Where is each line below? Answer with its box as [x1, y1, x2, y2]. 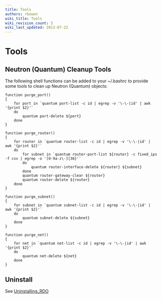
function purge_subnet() [5, 194, 55, 199]
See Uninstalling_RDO [5, 288, 49, 294]
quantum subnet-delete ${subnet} [22, 216, 90, 220]
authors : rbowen [5, 12, 38, 16]
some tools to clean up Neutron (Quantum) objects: [5, 83, 108, 89]
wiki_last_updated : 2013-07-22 [5, 25, 68, 30]
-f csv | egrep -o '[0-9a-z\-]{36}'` [5, 156, 81, 161]
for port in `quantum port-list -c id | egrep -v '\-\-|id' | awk [14, 101, 151, 106]
